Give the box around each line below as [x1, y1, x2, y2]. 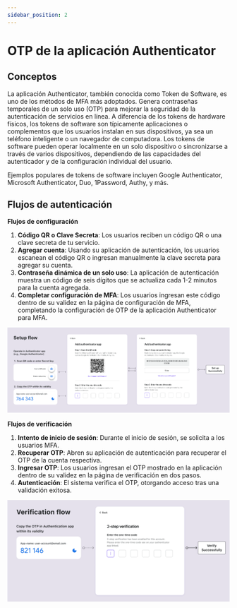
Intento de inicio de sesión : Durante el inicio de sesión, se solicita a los [17, 433, 225, 441]
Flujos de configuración [7, 217, 79, 226]
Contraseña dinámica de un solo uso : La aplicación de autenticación [17, 268, 219, 277]
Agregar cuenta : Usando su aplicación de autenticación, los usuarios [17, 246, 220, 254]
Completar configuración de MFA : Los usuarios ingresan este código [17, 291, 221, 299]
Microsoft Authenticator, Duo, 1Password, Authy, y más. [7, 178, 169, 186]
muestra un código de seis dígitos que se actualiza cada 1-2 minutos [17, 276, 217, 285]
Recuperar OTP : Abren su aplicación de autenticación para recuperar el [17, 448, 227, 457]
